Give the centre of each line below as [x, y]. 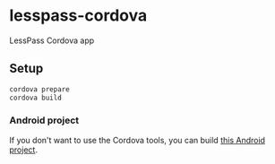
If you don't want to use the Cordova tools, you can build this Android [137, 140]
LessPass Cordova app [52, 40]
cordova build [36, 98]
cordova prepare [39, 89]
